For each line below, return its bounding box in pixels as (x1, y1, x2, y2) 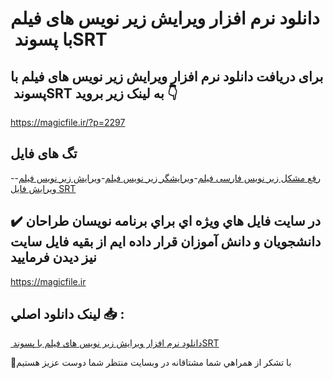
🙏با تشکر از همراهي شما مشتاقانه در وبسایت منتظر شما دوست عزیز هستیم (10, 357, 292, 369)
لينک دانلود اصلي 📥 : (10, 306, 125, 323)
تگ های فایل (10, 145, 78, 162)
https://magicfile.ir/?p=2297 (10, 117, 126, 128)
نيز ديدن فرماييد (10, 249, 97, 266)
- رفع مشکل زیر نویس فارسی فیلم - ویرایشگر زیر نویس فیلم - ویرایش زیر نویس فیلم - (10, 172, 322, 184)
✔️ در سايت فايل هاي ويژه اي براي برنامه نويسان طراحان (10, 213, 322, 230)
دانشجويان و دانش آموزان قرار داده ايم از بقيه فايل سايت (10, 233, 322, 251)
